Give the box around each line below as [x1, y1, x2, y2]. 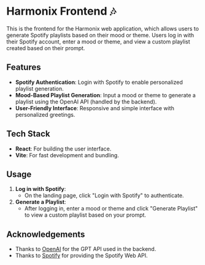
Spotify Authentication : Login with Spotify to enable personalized [15, 78, 183, 86]
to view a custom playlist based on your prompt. [24, 211, 146, 218]
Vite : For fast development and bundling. [15, 151, 120, 159]
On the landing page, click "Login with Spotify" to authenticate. [24, 192, 184, 200]
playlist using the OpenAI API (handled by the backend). [15, 98, 157, 105]
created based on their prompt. [6, 44, 85, 51]
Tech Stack [6, 129, 50, 139]
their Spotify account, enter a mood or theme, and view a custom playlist [6, 38, 190, 45]
